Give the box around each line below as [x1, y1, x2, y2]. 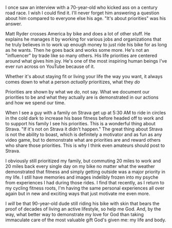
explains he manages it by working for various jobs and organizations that [5, 36, 162, 42]
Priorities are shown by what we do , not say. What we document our [5, 89, 150, 94]
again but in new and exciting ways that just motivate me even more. [5, 191, 150, 197]
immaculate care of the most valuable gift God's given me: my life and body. [5, 217, 166, 223]
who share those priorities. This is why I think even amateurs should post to [5, 142, 165, 148]
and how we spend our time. [5, 100, 66, 106]
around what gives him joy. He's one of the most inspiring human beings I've [5, 58, 167, 64]
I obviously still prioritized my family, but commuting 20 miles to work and [5, 158, 161, 164]
